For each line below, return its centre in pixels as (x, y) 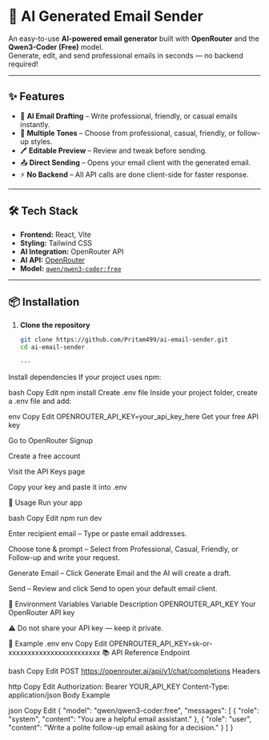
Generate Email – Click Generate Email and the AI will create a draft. (120, 573)
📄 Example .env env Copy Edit (58, 644)
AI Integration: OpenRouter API (72, 251)
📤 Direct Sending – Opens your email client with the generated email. (135, 162)
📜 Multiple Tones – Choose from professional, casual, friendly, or (128, 133)
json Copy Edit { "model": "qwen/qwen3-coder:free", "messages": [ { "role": (134, 710)
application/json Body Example (59, 695)
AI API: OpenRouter (52, 260)
